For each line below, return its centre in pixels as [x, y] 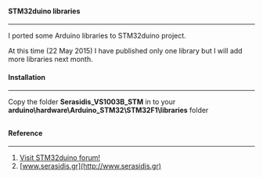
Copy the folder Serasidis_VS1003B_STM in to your [92, 102]
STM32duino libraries [44, 11]
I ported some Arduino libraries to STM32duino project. [97, 36]
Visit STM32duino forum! [59, 158]
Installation [27, 77]
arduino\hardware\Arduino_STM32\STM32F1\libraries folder [108, 111]
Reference [25, 133]
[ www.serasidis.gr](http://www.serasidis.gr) [90, 166]
